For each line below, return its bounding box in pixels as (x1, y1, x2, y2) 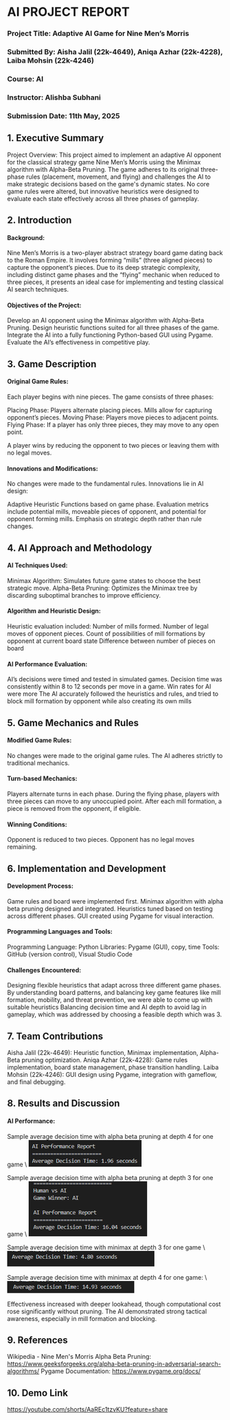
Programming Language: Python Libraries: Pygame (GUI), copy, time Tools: (7, 943, 220, 951)
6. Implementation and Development (7, 862, 166, 874)
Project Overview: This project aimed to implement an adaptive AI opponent (7, 151, 222, 159)
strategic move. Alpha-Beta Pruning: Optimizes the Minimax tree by (7, 584, 198, 592)
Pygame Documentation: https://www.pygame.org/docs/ (41, 1367, 201, 1375)
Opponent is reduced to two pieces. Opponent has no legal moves (7, 835, 195, 844)
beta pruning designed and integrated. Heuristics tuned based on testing (7, 904, 213, 913)
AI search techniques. (7, 285, 69, 294)
